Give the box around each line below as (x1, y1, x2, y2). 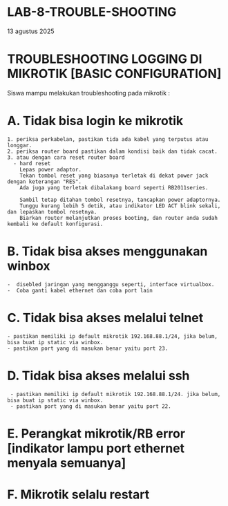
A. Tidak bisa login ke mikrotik (7, 113, 184, 129)
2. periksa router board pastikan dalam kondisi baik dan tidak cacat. (7, 148, 218, 155)
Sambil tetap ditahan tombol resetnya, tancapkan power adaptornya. (19, 196, 221, 203)
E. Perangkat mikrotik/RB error (7, 426, 185, 441)
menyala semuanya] (7, 455, 126, 471)
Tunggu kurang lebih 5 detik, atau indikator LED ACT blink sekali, (19, 202, 221, 209)
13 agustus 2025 (7, 27, 55, 35)
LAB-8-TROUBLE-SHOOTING (7, 4, 177, 20)
